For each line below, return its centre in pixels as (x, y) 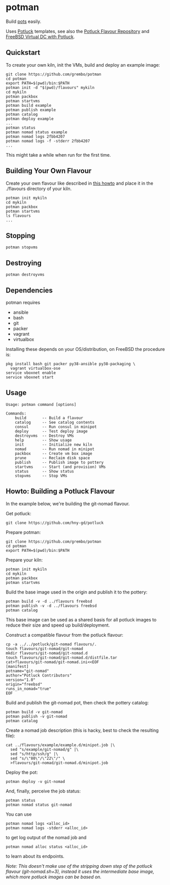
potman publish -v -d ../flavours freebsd (51, 606)
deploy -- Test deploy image (51, 431)
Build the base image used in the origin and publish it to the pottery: (77, 592)
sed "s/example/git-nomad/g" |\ (45, 749)
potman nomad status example (37, 132)
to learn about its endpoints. (35, 856)
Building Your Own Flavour (49, 171)
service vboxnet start (30, 377)
